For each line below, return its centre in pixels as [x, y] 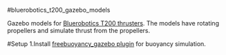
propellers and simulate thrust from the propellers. [79, 31]
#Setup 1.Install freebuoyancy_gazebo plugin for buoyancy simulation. [106, 44]
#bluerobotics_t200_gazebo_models [59, 10]
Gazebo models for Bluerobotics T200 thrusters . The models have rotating [113, 23]
